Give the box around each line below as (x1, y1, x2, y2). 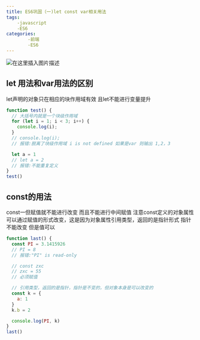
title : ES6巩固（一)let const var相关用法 (6, 8, 107, 15)
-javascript (17, 20, 47, 26)
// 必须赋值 (11, 274, 38, 280)
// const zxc (11, 263, 44, 269)
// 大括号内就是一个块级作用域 (11, 113, 78, 119)
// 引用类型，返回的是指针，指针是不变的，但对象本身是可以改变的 (11, 285, 154, 291)
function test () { (6, 107, 52, 114)
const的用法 (6, 192, 52, 202)
